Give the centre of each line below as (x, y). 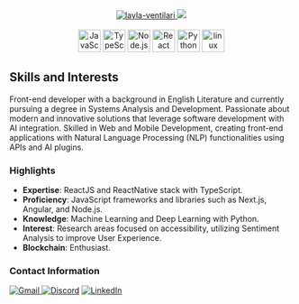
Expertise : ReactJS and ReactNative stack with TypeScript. (132, 190)
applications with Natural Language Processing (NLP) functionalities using (147, 137)
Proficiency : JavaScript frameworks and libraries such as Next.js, (145, 200)
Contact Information (55, 272)
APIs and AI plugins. (46, 147)
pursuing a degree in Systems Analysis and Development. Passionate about (149, 108)
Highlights (32, 170)
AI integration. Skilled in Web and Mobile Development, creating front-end (146, 128)
